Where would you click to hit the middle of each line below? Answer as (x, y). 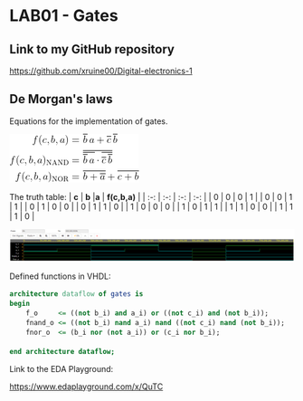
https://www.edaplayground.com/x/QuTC (86, 387)
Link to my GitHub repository (92, 49)
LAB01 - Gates (64, 16)
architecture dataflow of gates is (76, 294)
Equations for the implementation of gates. (89, 121)
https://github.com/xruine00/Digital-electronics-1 (101, 71)
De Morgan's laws (61, 99)
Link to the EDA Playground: (62, 368)
